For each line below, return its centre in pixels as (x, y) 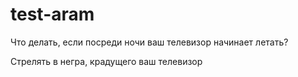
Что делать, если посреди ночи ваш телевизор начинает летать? (149, 42)
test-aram (52, 14)
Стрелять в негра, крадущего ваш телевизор (106, 61)
